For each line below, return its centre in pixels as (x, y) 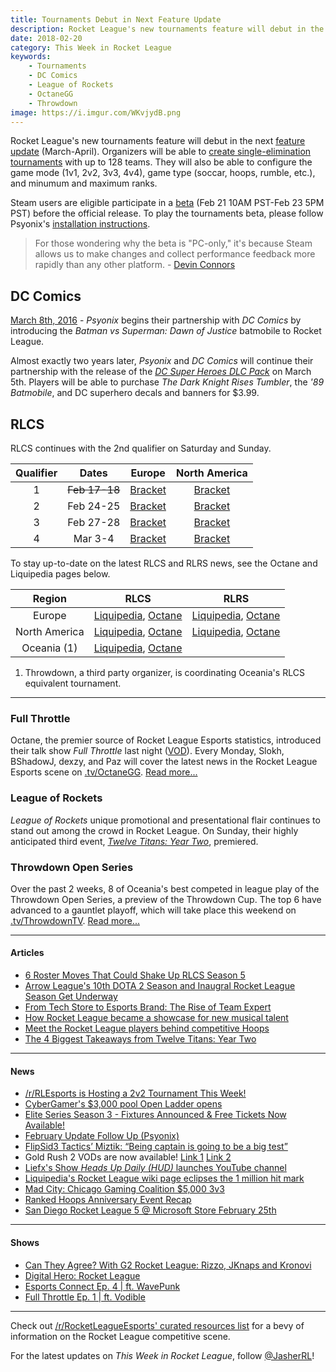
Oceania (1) (49, 648)
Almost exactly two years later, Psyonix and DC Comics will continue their (162, 361)
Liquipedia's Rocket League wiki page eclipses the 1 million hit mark (164, 1178)
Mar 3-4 (94, 538)
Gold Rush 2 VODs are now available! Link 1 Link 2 (128, 1157)
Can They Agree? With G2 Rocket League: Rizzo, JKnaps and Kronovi (168, 1265)
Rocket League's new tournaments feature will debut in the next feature (158, 141)
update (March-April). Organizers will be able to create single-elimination (161, 152)
